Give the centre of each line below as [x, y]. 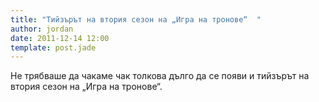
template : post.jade [53, 47]
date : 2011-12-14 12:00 [60, 38]
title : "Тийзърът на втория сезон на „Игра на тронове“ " [136, 19]
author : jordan [42, 29]
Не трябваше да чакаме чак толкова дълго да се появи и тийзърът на [160, 76]
